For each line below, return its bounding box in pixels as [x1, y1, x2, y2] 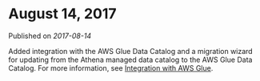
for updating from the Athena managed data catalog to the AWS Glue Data [8, 55, 253, 64]
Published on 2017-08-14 [8, 31, 92, 40]
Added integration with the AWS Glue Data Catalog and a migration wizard [8, 46, 254, 56]
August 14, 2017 [8, 5, 118, 23]
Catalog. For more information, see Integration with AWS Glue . [8, 63, 214, 72]
